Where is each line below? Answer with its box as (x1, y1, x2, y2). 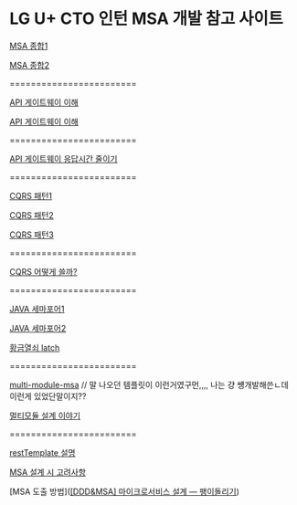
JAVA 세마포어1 (9, 303, 65, 314)
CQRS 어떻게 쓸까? (9, 266, 78, 277)
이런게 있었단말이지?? (9, 390, 87, 402)
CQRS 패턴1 (9, 190, 53, 201)
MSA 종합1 (9, 40, 48, 51)
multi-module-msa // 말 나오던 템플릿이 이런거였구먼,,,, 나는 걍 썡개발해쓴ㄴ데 (9, 379, 290, 390)
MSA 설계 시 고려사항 (9, 467, 87, 478)
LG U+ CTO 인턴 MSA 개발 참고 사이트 (9, 8, 283, 29)
